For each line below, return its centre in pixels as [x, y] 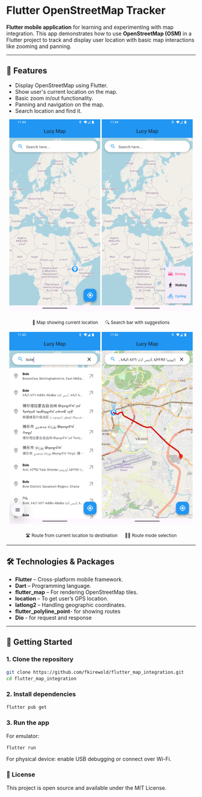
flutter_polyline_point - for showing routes [68, 611]
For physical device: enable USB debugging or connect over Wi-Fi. [89, 759]
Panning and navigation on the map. [60, 104]
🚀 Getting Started [39, 642]
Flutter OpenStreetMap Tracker [86, 11]
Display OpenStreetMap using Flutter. [61, 85]
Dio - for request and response [53, 617]
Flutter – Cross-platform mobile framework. [69, 579]
